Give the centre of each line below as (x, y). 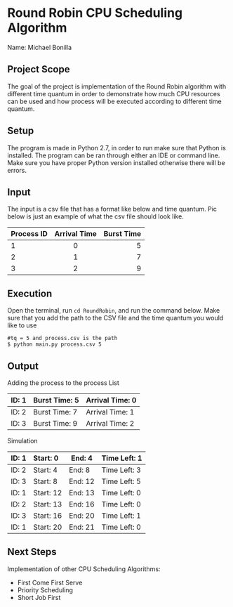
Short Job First (39, 597)
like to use (22, 325)
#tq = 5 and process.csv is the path (62, 339)
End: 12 (82, 481)
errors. (17, 170)
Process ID (29, 234)
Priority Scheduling (45, 590)
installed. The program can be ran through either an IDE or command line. (114, 155)
